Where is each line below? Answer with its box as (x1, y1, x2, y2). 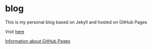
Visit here (5, 28, 25, 34)
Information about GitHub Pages (5, 38, 70, 44)
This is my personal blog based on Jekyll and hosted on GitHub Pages (5, 19, 148, 25)
